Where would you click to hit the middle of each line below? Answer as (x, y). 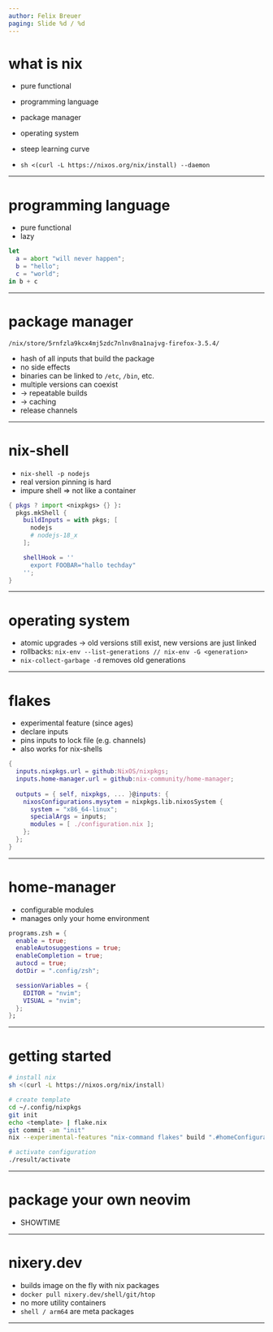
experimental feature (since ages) (77, 723)
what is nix (45, 64)
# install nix (32, 1078)
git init (23, 1115)
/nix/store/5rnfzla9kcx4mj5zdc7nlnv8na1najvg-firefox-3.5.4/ (114, 343)
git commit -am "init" (47, 1130)
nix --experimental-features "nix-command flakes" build (107, 1138)
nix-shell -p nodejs (55, 474)
